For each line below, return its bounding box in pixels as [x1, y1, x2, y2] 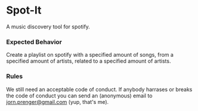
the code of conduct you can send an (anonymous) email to [6, 92, 153, 99]
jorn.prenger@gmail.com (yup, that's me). [6, 98, 109, 105]
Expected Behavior [6, 38, 62, 46]
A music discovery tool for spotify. [6, 23, 90, 30]
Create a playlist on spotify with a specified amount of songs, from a [6, 51, 174, 58]
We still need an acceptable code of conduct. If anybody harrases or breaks [6, 86, 193, 93]
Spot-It [6, 4, 42, 17]
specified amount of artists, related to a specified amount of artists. [6, 57, 171, 65]
